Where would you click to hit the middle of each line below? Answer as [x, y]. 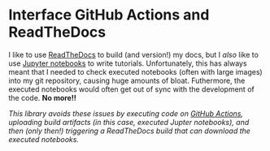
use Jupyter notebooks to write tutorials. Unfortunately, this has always [128, 63]
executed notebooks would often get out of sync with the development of [131, 89]
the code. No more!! [43, 97]
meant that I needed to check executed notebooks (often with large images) [135, 71]
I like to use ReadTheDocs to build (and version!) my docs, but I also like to [133, 54]
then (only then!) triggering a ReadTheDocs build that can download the [129, 131]
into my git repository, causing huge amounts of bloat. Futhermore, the [127, 80]
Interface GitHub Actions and [109, 15]
